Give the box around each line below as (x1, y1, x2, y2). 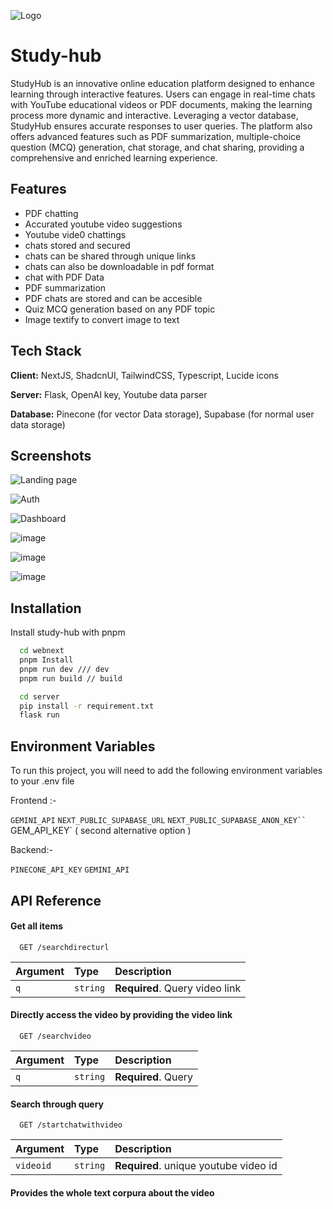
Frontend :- (10, 795, 57, 807)
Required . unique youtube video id (114, 1159, 278, 1173)
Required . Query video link (114, 981, 242, 995)
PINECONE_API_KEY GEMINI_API (10, 865, 130, 875)
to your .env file (10, 775, 75, 787)
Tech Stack (10, 343, 82, 360)
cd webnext (19, 646, 65, 656)
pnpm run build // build (19, 673, 123, 684)
